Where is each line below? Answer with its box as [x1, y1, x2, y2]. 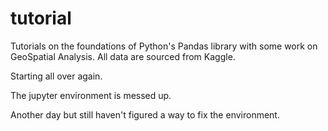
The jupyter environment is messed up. [10, 89, 172, 101]
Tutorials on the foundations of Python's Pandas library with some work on [10, 40, 318, 52]
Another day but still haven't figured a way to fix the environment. [10, 108, 280, 121]
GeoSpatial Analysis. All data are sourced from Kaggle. [10, 50, 236, 62]
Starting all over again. [10, 70, 103, 82]
